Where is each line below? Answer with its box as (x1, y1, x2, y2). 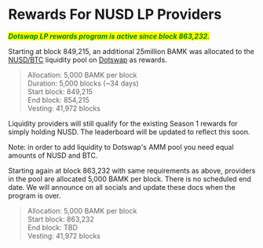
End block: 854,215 (27, 95, 90, 104)
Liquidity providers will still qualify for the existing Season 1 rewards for (8, 119, 238, 128)
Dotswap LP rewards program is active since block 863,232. (8, 31, 210, 41)
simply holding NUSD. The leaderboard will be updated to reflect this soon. (8, 127, 250, 137)
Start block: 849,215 (27, 86, 93, 96)
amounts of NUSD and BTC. (8, 151, 98, 160)
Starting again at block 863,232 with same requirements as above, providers (8, 166, 256, 175)
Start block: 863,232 (27, 214, 94, 224)
